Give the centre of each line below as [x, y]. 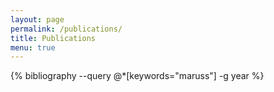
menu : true [33, 47]
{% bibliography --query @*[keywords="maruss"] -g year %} [137, 76]
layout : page [37, 19]
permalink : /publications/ [66, 29]
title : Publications [53, 38]
